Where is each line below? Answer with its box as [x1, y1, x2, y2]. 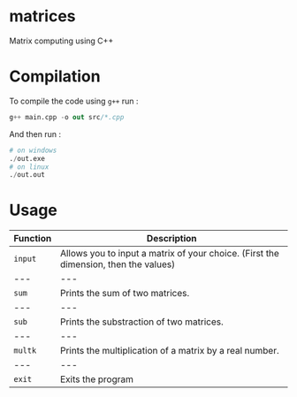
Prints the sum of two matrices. [60, 287, 190, 300]
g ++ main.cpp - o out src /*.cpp [9, 112, 125, 121]
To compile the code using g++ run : [9, 95, 139, 106]
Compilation [9, 66, 101, 87]
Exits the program [60, 373, 134, 386]
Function [13, 233, 52, 245]
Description [146, 233, 197, 245]
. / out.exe [9, 154, 46, 163]
